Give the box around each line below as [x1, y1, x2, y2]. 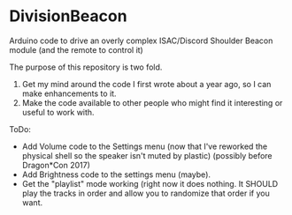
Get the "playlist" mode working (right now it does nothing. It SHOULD [21, 178, 279, 189]
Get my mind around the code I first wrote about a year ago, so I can [21, 78, 272, 89]
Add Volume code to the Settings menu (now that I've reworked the [21, 141, 268, 152]
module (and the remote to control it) [9, 44, 143, 55]
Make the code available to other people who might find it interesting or [21, 97, 283, 107]
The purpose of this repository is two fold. [9, 62, 163, 72]
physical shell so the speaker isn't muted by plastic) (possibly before [21, 150, 273, 160]
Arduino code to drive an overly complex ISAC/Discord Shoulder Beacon [9, 35, 273, 46]
